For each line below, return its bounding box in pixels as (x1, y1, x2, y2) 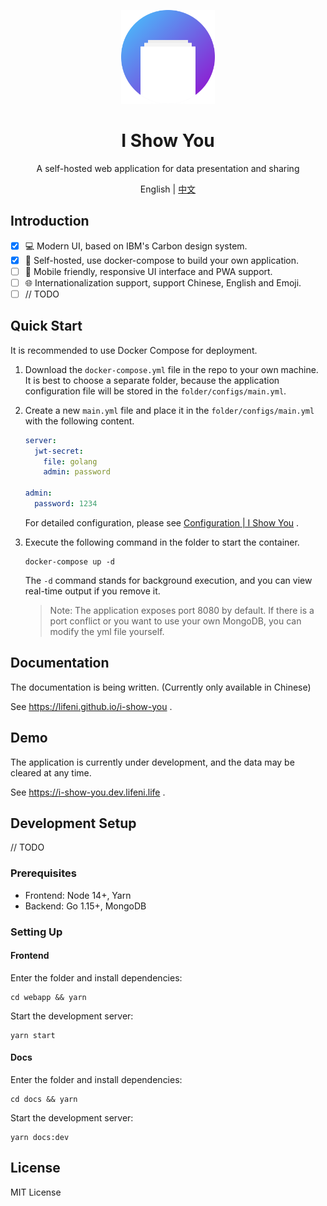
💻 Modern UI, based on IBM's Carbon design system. (24, 240, 248, 252)
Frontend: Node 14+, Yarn (24, 889, 132, 901)
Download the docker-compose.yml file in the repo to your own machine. (24, 363, 319, 375)
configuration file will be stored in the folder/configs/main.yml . (24, 385, 287, 397)
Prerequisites (10, 866, 77, 880)
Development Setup (10, 815, 137, 832)
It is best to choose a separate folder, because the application (24, 374, 280, 386)
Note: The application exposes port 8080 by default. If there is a (49, 604, 315, 616)
